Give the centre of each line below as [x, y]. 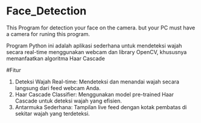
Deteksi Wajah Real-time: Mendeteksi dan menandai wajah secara [97, 82]
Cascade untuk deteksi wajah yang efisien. [68, 101]
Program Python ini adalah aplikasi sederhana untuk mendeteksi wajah [94, 46]
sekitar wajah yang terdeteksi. [52, 113]
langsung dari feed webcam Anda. [58, 88]
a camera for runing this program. [48, 34]
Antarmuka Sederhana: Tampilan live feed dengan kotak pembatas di [101, 107]
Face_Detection [46, 11]
